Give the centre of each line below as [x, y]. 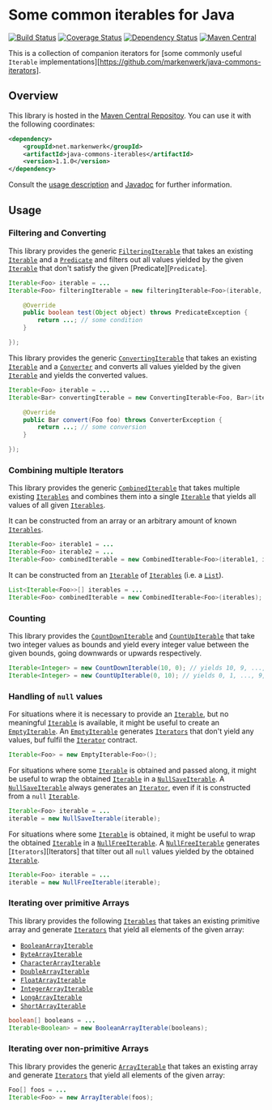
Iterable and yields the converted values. [78, 375]
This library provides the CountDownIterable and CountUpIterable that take [132, 636]
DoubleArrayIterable [55, 971]
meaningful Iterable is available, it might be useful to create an [114, 723]
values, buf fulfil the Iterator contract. [73, 740]
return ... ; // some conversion [92, 428]
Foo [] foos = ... [38, 1090]
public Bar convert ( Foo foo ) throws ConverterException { [123, 419]
